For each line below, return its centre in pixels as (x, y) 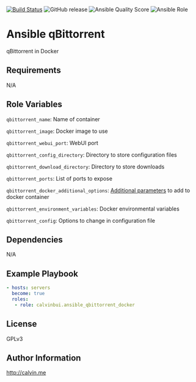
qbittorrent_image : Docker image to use (57, 131)
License (22, 324)
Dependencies (34, 240)
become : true (28, 294)
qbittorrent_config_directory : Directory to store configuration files (92, 155)
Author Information (44, 358)
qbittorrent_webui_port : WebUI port (53, 143)
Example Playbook (42, 273)
